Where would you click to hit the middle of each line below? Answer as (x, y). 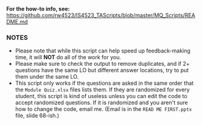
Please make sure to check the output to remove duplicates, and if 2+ (102, 64)
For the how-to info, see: (38, 9)
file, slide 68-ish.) (37, 116)
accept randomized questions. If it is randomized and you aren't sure (102, 102)
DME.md (17, 22)
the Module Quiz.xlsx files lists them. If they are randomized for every (102, 90)
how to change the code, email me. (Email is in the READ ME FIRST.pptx (103, 109)
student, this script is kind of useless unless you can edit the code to (101, 96)
